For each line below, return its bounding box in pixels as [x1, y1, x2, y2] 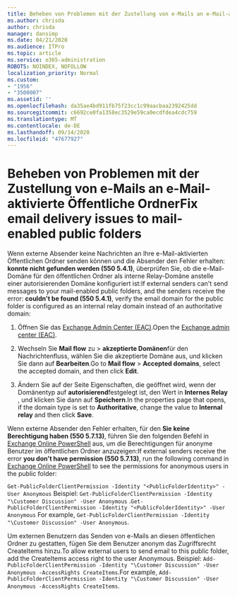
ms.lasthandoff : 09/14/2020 [7, 129, 90, 136]
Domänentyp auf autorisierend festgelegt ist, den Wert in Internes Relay [17, 388, 228, 397]
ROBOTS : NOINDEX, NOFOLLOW [7, 63, 87, 70]
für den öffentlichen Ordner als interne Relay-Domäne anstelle [32, 272, 214, 280]
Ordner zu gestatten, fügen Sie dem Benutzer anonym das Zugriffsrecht [7, 539, 217, 548]
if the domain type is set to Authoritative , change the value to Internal [17, 403, 223, 412]
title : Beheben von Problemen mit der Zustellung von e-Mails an [7, 10, 203, 18]
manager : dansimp [7, 30, 59, 37]
